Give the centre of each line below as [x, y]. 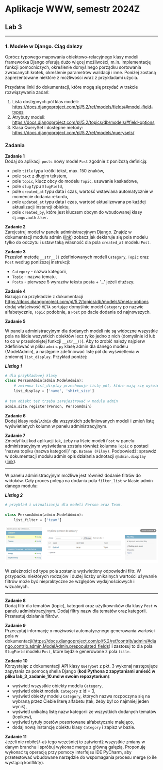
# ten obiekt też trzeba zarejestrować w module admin [62, 401]
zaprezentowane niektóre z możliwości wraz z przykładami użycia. [72, 78]
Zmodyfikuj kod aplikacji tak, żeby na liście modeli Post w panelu [70, 441]
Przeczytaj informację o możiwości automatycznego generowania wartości [80, 631]
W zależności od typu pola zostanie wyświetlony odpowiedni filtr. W [73, 571]
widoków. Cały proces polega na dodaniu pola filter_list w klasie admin [79, 480]
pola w [12, 636]
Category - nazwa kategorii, [39, 271]
